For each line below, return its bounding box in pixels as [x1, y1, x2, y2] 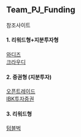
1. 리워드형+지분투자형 [6, 36, 59, 44]
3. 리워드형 [6, 110, 32, 117]
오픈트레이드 [6, 88, 36, 95]
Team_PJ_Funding [6, 5, 76, 15]
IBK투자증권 [6, 96, 34, 103]
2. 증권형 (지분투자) [6, 73, 52, 81]
